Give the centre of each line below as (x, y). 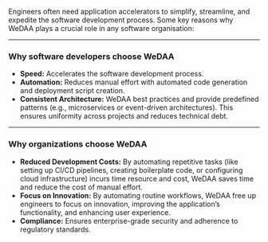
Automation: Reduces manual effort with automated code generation (134, 82)
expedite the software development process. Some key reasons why (121, 20)
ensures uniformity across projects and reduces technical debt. (124, 116)
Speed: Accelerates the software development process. (112, 74)
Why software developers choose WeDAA (91, 57)
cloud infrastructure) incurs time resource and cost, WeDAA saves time (136, 178)
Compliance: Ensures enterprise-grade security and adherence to (129, 221)
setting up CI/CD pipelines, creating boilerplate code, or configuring (131, 170)
